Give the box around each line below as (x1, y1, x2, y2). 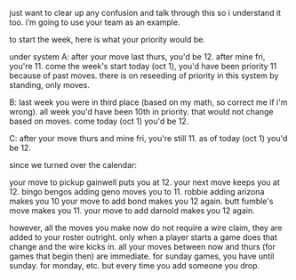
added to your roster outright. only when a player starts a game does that (9, 232, 277, 243)
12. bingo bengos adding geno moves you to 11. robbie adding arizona (9, 187, 265, 196)
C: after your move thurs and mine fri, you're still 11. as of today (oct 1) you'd (9, 133, 288, 143)
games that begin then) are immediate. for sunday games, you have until (9, 251, 275, 261)
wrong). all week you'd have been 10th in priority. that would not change (9, 107, 274, 116)
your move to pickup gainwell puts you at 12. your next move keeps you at (9, 177, 280, 188)
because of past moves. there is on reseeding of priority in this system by (9, 70, 279, 81)
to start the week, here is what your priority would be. (9, 35, 206, 44)
